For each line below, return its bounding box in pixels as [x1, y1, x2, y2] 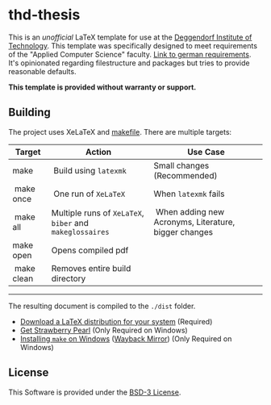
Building [8, 106, 51, 119]
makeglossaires [51, 228, 110, 236]
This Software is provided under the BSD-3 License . [8, 387, 181, 397]
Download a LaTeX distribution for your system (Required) [19, 316, 213, 326]
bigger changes [152, 226, 214, 237]
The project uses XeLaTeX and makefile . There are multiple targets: [8, 127, 232, 136]
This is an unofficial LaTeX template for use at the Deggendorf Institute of [8, 32, 252, 42]
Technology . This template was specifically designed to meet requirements [8, 40, 258, 50]
